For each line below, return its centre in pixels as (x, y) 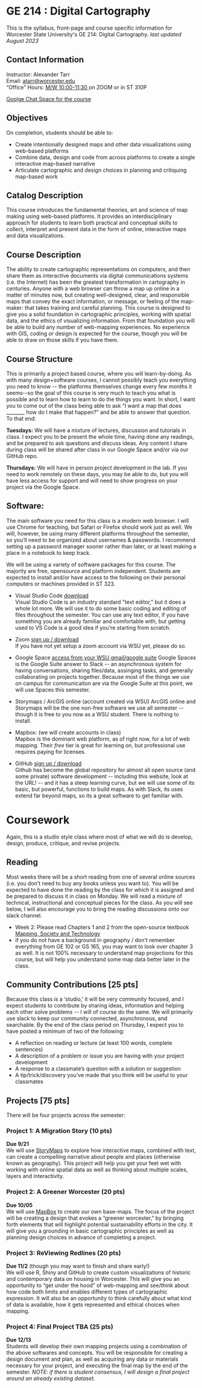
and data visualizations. (36, 236)
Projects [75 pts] (38, 1100)
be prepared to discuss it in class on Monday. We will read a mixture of (94, 896)
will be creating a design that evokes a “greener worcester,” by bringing (95, 1218)
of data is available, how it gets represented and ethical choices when (93, 1305)
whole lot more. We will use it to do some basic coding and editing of (101, 608)
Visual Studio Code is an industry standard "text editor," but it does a (100, 602)
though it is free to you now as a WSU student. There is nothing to (97, 714)
